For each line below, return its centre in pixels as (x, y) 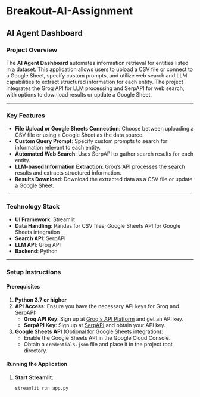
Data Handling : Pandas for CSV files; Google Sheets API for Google (98, 226)
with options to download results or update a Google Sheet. (79, 94)
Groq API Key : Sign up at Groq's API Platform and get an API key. (103, 319)
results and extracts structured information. (68, 173)
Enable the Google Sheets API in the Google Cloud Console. (97, 337)
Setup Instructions (34, 272)
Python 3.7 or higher (41, 300)
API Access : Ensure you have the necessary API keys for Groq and (97, 306)
